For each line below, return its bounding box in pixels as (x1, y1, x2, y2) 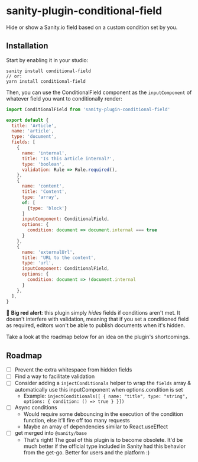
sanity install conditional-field (6, 68, 92, 74)
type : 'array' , (21, 194, 60, 200)
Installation (6, 41, 48, 51)
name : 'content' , (21, 183, 65, 189)
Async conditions (14, 404, 57, 411)
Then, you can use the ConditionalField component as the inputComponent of (6, 89, 192, 96)
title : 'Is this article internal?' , (21, 156, 115, 161)
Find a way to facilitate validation (14, 373, 95, 380)
